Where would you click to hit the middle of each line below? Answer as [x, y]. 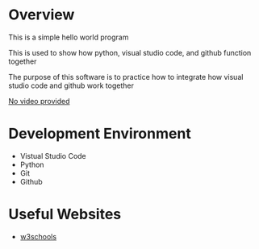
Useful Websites [65, 214]
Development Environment [100, 134]
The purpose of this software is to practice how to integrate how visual [126, 77]
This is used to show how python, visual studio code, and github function [130, 52]
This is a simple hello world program [69, 37]
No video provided [39, 101]
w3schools [38, 236]
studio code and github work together [71, 85]
